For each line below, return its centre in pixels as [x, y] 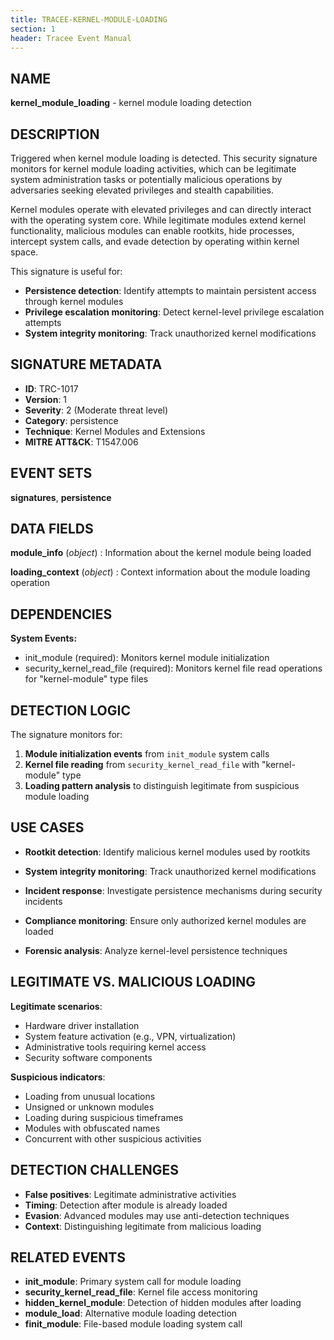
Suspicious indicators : [58, 1077]
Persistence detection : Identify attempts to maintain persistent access [170, 290]
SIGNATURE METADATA [86, 364]
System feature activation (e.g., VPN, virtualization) [130, 1036]
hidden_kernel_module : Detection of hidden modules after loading [163, 1303]
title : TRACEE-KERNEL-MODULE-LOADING [89, 19]
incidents [43, 901]
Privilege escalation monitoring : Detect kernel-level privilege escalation [174, 312]
